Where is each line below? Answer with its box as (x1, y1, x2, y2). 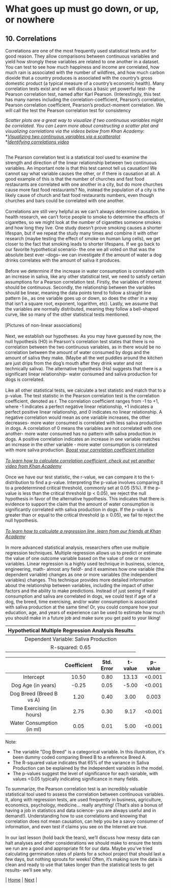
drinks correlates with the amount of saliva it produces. (5, 257, 121, 263)
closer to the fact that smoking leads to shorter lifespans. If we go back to (5, 241, 160, 247)
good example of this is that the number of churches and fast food (5, 176, 145, 182)
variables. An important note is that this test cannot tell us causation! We (5, 165, 157, 171)
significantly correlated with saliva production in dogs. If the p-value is (5, 506, 153, 513)
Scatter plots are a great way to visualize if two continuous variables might (5, 117, 163, 123)
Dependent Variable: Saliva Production (24, 636, 117, 643)
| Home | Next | (5, 877, 37, 883)
